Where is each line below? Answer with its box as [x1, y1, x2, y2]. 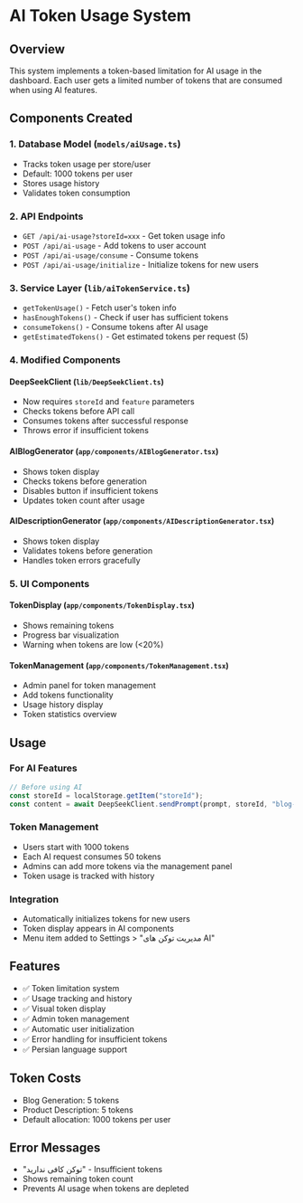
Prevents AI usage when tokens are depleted [22, 1183, 189, 1194]
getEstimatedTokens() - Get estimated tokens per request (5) [22, 331, 249, 342]
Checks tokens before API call [22, 406, 135, 417]
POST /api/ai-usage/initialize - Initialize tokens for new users [22, 259, 259, 270]
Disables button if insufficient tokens [22, 485, 159, 496]
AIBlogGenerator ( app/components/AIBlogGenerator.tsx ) [9, 446, 219, 457]
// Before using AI [9, 782, 83, 791]
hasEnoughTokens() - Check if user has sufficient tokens [22, 312, 229, 323]
